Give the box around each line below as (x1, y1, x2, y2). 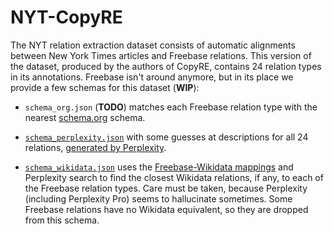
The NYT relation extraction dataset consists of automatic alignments (10, 39, 296, 51)
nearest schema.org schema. (24, 111, 146, 123)
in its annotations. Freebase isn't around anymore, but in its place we (10, 71, 294, 83)
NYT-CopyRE (10, 6, 123, 29)
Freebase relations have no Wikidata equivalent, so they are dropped (24, 203, 309, 215)
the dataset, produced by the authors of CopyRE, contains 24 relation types (10, 60, 322, 72)
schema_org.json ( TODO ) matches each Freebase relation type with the (24, 101, 318, 113)
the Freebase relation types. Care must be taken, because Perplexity (24, 182, 308, 194)
